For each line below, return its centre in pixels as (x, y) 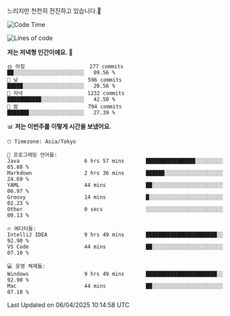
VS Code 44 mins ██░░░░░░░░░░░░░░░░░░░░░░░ (115, 247)
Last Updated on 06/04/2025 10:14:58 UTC (68, 305)
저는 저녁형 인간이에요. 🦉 (40, 52)
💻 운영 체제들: (27, 266)
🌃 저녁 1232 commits (66, 93)
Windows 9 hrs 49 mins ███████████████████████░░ (115, 274)
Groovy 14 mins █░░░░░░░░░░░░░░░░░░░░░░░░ (115, 197)
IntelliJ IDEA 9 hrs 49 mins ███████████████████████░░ (115, 235)
